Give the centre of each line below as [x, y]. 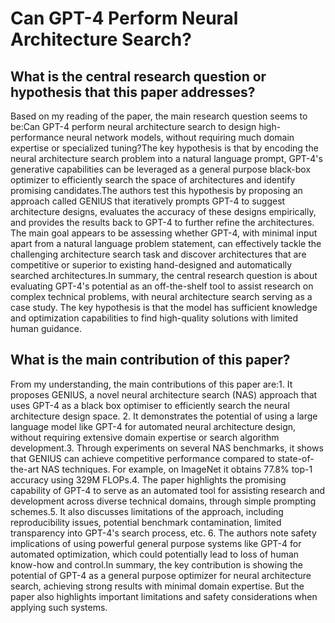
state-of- [296, 458]
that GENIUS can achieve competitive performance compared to [143, 458]
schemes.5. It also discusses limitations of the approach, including [147, 511]
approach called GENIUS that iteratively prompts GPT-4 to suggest [148, 201]
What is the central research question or [138, 76]
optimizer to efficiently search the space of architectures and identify [153, 180]
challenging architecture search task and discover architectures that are [158, 254]
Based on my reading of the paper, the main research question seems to [159, 116]
